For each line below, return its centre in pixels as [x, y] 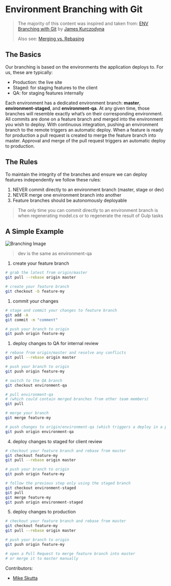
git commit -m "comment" [32, 320]
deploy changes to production [44, 512]
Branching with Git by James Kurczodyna [61, 28]
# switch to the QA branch [34, 380]
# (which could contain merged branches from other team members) [77, 399]
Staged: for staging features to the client [55, 87]
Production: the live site [37, 82]
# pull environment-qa [29, 394]
